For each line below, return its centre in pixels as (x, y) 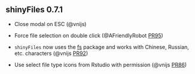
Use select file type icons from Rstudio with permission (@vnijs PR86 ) (100, 65)
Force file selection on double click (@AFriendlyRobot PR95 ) (89, 36)
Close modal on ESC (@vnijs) (50, 24)
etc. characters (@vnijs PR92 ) (51, 53)
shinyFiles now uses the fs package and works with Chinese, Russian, (102, 47)
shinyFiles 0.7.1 (34, 10)
